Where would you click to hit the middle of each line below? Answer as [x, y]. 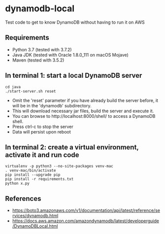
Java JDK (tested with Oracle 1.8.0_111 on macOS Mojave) [70, 55]
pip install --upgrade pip [33, 175]
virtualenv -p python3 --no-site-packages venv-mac [59, 166]
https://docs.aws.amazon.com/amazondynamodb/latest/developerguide [85, 221]
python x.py [17, 184]
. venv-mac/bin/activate [31, 170]
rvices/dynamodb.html [35, 216]
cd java [13, 87]
